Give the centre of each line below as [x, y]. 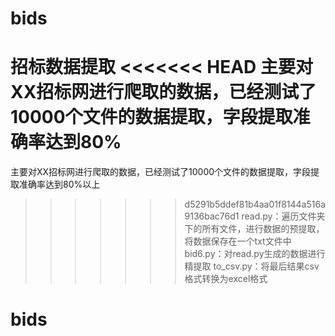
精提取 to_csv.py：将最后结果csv [252, 266]
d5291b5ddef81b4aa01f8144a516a [255, 204]
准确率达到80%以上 [59, 184]
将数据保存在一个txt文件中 [238, 241]
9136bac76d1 [212, 216]
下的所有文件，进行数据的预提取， [254, 229]
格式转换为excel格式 [226, 279]
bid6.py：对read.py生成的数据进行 [255, 254]
